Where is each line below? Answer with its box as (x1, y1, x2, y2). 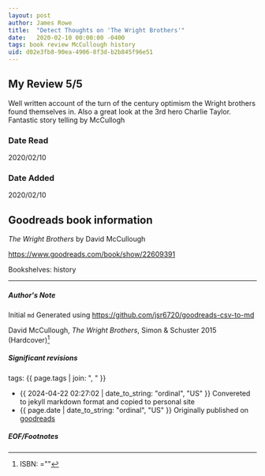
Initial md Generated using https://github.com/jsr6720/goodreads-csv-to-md (8, 310, 255, 320)
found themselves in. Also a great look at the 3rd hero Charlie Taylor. (8, 107, 231, 116)
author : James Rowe (8, 19, 73, 27)
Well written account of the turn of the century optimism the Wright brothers (8, 98, 256, 107)
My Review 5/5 (8, 77, 83, 91)
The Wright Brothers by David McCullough (8, 234, 146, 244)
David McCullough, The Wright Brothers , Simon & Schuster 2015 (8, 325, 217, 335)
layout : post (8, 11, 51, 20)
